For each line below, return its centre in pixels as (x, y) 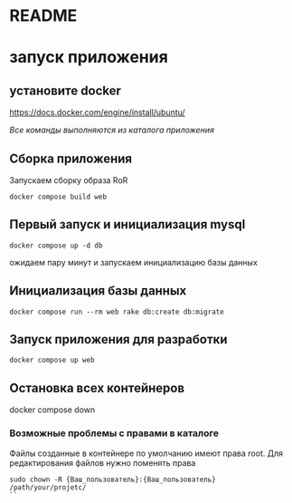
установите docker (66, 90)
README (43, 16)
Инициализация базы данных (98, 291)
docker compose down (52, 410)
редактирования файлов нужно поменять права (103, 462)
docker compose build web (58, 197)
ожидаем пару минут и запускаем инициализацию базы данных (133, 262)
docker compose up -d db (56, 246)
